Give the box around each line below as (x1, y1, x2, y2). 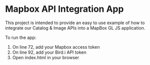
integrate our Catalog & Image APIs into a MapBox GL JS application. (5, 25, 146, 31)
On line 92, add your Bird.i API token (12, 49, 87, 55)
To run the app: (5, 34, 37, 40)
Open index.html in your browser (12, 54, 79, 60)
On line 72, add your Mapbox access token (12, 44, 100, 50)
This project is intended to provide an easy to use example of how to (5, 20, 145, 26)
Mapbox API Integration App (5, 3, 124, 15)
